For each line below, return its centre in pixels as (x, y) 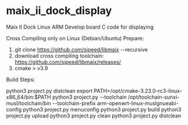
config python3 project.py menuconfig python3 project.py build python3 (94, 109)
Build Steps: (21, 79)
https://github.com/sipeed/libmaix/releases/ (68, 62)
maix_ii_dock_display (59, 11)
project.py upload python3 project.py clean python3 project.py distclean (94, 116)
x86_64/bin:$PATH (28, 97)
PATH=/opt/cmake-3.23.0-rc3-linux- (138, 91)
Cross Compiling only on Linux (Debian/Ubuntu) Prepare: (75, 38)
